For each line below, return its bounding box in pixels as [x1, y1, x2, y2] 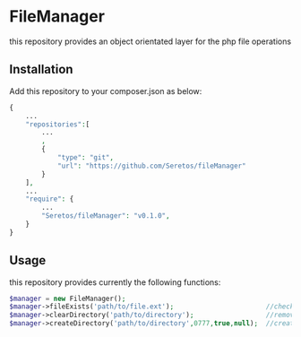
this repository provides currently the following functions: [9, 276, 221, 288]
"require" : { [25, 194, 74, 203]
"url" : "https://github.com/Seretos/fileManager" [56, 161, 246, 170]
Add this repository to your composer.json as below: [9, 85, 202, 96]
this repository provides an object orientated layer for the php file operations [9, 36, 292, 47]
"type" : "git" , [56, 153, 115, 162]
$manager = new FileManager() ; [9, 294, 126, 303]
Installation [9, 62, 73, 77]
